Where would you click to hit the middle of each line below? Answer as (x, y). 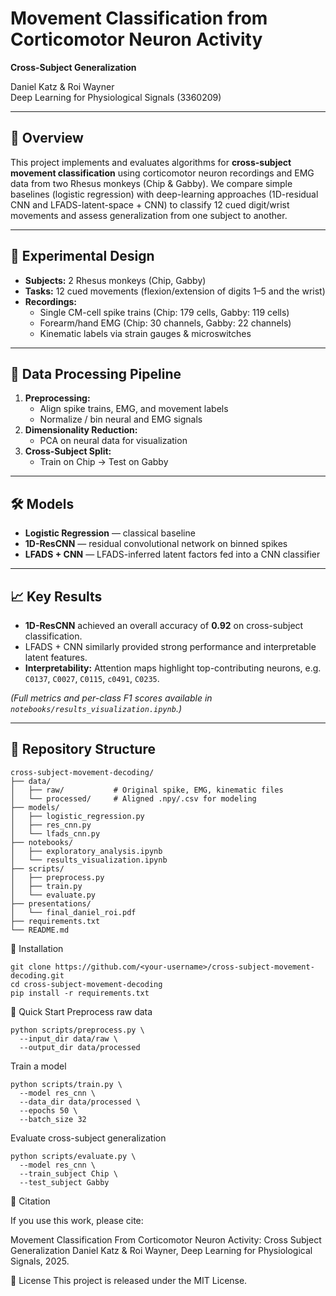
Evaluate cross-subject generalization (88, 1138)
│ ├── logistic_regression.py (77, 816)
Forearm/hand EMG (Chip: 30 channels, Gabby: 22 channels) (165, 323)
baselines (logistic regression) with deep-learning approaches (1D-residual (164, 194)
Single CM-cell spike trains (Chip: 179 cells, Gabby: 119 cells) (164, 312)
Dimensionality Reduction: (81, 430)
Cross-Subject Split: (68, 451)
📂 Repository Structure (83, 749)
